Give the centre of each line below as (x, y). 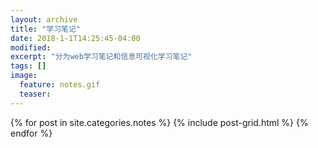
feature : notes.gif (60, 85)
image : (24, 76)
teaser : (35, 94)
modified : (31, 47)
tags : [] (28, 66)
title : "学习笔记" (46, 29)
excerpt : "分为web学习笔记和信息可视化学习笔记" (101, 57)
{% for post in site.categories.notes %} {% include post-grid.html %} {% (159, 122)
